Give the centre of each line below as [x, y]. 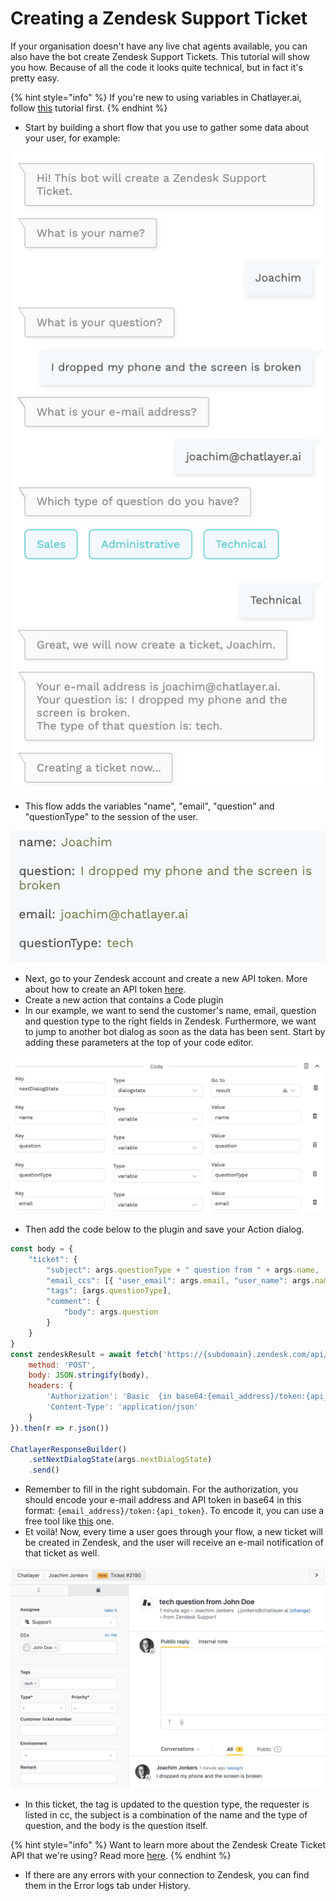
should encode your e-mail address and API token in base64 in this [163, 1500]
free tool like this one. [69, 1521]
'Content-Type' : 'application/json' [122, 1407]
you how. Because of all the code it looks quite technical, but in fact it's [156, 67]
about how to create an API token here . [105, 989]
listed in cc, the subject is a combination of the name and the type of [166, 1814]
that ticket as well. [62, 1553]
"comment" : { [73, 1302]
